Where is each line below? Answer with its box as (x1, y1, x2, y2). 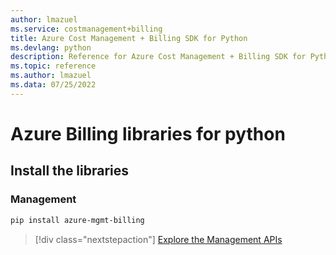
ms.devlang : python (10, 42, 92, 53)
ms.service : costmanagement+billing (10, 24, 163, 34)
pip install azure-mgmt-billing (10, 215, 145, 225)
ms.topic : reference (10, 61, 97, 71)
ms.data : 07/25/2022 (10, 80, 97, 90)
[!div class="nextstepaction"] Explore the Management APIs (34, 233, 283, 245)
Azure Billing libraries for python (10, 122, 286, 145)
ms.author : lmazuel (10, 71, 92, 81)
